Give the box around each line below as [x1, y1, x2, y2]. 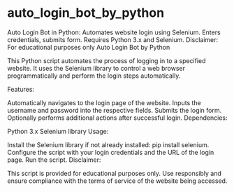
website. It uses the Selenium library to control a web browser [7, 64, 185, 72]
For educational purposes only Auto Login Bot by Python [7, 43, 170, 51]
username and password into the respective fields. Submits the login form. [7, 106, 222, 114]
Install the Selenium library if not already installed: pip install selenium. [7, 140, 210, 149]
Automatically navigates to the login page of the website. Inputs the [7, 98, 201, 107]
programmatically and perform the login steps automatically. [7, 71, 181, 80]
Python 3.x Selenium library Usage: [7, 127, 109, 135]
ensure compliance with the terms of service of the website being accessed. [7, 177, 228, 185]
